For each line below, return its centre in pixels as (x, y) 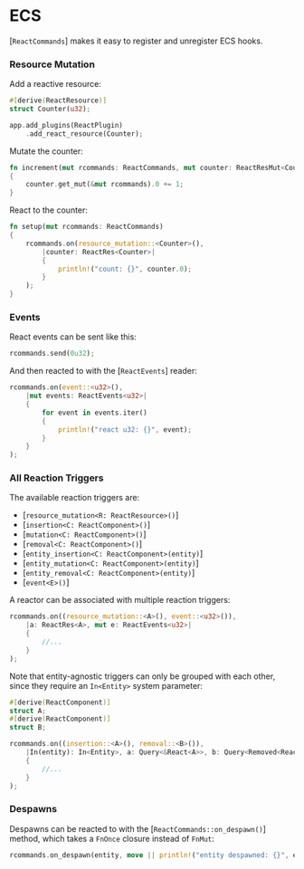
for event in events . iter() (95, 413)
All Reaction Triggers (57, 478)
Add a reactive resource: (55, 84)
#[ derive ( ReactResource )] (58, 100)
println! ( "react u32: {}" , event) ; (125, 430)
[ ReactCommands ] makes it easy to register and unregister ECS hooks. (136, 41)
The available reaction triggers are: (75, 498)
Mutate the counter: (46, 151)
